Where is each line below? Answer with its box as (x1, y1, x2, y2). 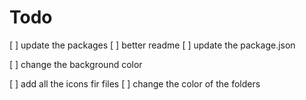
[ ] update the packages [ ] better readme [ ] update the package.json (9, 39, 296, 51)
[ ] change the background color (9, 58, 143, 70)
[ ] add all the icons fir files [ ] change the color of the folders (9, 77, 261, 90)
